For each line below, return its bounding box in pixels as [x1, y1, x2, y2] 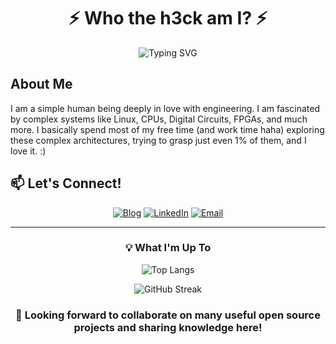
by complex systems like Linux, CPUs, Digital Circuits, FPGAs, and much [10, 113, 308, 125]
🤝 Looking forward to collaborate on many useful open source [15, 308, 321, 322]
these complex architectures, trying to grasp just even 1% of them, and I [10, 134, 307, 146]
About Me [10, 76, 73, 93]
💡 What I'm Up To [124, 241, 212, 255]
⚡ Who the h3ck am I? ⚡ [68, 7, 268, 30]
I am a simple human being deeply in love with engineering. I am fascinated [10, 102, 320, 114]
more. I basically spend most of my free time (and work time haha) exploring [10, 123, 325, 135]
